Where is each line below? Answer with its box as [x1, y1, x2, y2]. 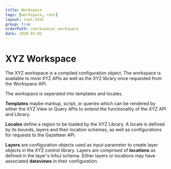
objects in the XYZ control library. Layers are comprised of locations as [5, 147, 156, 153]
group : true [5, 21, 31, 27]
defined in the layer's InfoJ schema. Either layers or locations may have [5, 152, 156, 158]
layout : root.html [5, 17, 44, 22]
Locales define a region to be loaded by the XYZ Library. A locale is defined [5, 121, 165, 127]
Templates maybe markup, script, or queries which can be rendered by [5, 100, 156, 106]
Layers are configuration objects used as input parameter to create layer [5, 142, 158, 148]
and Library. [5, 111, 31, 117]
